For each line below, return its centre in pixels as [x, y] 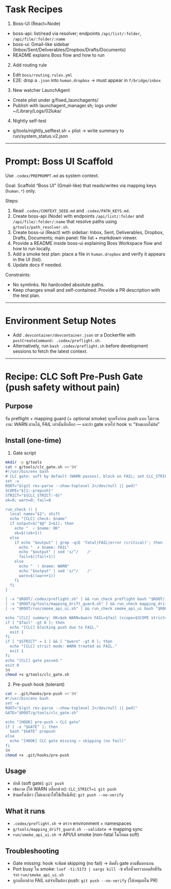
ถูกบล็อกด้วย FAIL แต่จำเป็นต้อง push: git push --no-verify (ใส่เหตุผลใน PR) [85, 880]
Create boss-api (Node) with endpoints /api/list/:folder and [78, 216]
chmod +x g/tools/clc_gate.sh [37, 675]
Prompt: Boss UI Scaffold [59, 161]
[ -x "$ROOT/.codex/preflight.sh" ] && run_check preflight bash [76, 599]
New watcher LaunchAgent [41, 90]
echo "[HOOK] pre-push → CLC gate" [43, 722]
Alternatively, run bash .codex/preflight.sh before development [80, 346]
